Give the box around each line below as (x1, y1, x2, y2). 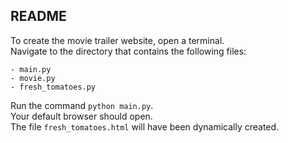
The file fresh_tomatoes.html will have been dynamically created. (10, 120, 280, 133)
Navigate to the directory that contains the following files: (10, 45, 247, 57)
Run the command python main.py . (10, 99, 154, 111)
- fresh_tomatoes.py (10, 82, 97, 92)
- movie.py (10, 73, 56, 83)
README (10, 8, 67, 25)
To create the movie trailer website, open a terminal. (10, 34, 225, 46)
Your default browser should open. (10, 110, 153, 122)
